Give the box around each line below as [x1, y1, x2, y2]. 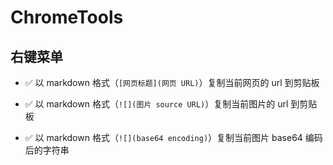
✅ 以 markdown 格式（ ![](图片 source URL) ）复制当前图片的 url [24, 98, 289, 110]
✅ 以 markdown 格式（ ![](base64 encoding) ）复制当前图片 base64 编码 [24, 132, 323, 143]
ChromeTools [10, 6, 124, 29]
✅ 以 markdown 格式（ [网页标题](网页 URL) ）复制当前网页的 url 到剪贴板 [24, 77, 320, 88]
